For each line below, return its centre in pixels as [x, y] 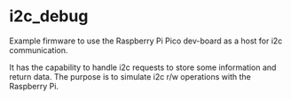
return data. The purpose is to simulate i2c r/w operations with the [130, 76]
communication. [39, 50]
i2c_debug [49, 16]
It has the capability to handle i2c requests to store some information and [143, 67]
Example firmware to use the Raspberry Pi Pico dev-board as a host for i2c [146, 41]
